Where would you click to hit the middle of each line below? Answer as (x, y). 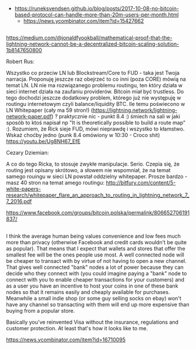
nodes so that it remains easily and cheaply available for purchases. (88, 292)
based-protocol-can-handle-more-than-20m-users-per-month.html (97, 15)
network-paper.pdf (29, 117)
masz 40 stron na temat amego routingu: (55, 183)
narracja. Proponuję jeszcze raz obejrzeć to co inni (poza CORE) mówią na (96, 79)
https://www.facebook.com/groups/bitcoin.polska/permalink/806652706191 (98, 213)
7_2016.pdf (19, 201)
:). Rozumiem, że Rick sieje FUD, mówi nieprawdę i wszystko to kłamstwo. (95, 129)
